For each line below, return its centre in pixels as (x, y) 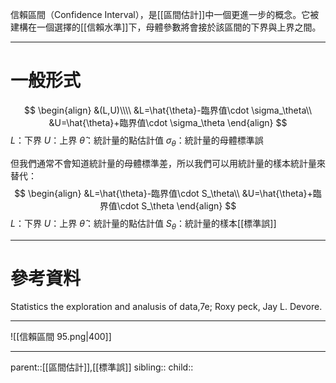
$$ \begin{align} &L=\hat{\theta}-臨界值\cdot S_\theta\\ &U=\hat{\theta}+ (163, 193)
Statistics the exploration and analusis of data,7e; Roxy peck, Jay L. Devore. (166, 307)
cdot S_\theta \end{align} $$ (178, 205)
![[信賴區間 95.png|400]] (61, 337)
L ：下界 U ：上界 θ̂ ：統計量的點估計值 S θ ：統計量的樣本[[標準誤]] (143, 224)
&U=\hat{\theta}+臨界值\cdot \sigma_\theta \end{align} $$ (168, 122)
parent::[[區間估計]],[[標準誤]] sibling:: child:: (102, 367)
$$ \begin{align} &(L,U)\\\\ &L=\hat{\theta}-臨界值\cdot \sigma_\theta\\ (168, 110)
